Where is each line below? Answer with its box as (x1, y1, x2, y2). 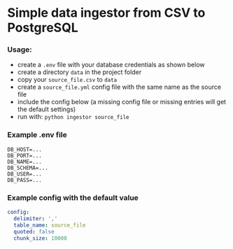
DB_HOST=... (7, 145, 42, 153)
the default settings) (17, 105, 76, 113)
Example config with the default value (7, 192, 139, 202)
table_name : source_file (13, 222, 86, 229)
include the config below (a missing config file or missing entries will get (17, 98, 226, 106)
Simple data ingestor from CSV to (7, 5, 206, 21)
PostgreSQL (7, 20, 78, 36)
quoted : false (13, 228, 55, 235)
